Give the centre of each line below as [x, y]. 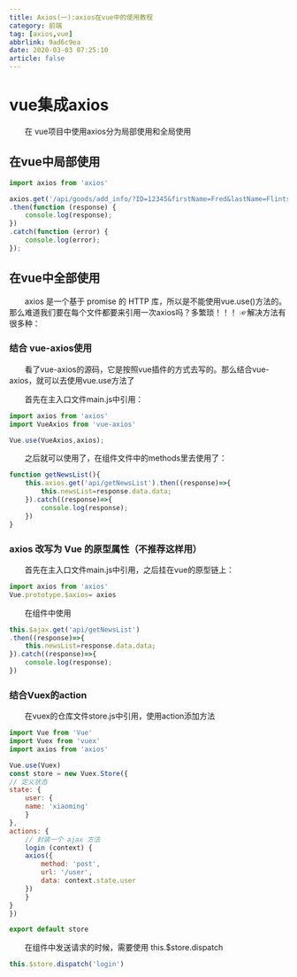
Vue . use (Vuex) [35, 765]
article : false [37, 58]
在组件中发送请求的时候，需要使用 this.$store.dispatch [124, 948]
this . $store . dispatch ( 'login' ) [67, 965]
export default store [49, 930]
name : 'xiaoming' [57, 807]
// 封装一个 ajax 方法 [63, 839]
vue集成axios [59, 105]
